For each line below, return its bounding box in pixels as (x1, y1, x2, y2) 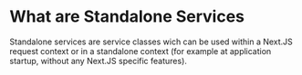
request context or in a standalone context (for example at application (9, 45, 272, 56)
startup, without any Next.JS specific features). (9, 55, 187, 66)
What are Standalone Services (9, 6, 245, 27)
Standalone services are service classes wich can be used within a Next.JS (9, 36, 294, 47)
